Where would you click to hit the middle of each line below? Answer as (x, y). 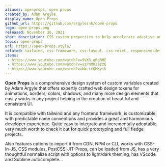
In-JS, (11, 149)
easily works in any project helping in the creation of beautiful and (72, 98)
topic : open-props (24, 42)
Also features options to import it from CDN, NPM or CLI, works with (74, 144)
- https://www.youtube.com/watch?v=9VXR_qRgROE (57, 60)
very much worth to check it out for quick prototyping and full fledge (74, 129)
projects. (14, 134)
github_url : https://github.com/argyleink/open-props (61, 23)
